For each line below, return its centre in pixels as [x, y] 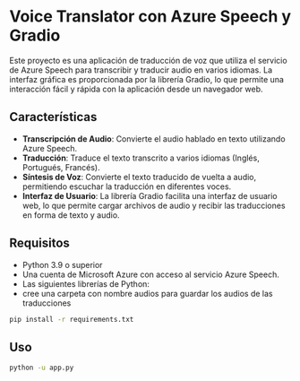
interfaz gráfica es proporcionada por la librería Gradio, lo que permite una [147, 79]
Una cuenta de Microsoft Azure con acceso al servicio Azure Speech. [150, 274]
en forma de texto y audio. [71, 215]
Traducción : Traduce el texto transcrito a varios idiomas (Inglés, [141, 158]
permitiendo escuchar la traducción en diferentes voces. [127, 186]
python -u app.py [42, 368]
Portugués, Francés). [61, 167]
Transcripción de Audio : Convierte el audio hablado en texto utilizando [154, 139]
